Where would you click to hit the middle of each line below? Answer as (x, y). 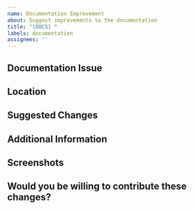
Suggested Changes (53, 115)
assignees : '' (28, 40)
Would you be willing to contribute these (97, 187)
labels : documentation (40, 33)
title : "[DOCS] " (32, 27)
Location (27, 91)
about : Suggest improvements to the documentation (82, 20)
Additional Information (57, 139)
